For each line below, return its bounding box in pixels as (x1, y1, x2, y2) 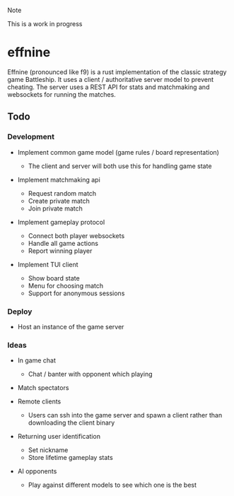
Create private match (28, 196, 90, 205)
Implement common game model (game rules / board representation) (17, 148, 219, 156)
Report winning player (28, 247, 93, 255)
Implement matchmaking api (17, 175, 100, 184)
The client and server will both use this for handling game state (28, 162, 212, 170)
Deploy (7, 307, 33, 317)
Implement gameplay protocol (17, 218, 105, 226)
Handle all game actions (28, 239, 99, 247)
